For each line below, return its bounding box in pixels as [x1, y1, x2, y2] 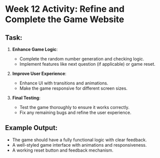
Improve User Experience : [12, 71, 67, 77]
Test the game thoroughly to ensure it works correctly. [19, 105, 130, 110]
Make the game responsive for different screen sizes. [19, 85, 128, 91]
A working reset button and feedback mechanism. [12, 147, 114, 153]
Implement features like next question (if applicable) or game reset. [19, 61, 156, 67]
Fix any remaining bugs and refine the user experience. [19, 109, 132, 115]
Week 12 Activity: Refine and [5, 3, 125, 15]
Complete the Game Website [5, 14, 124, 25]
